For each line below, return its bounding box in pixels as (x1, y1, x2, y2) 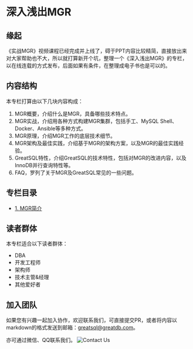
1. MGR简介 (14, 204, 42, 212)
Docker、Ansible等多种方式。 (14, 125, 86, 132)
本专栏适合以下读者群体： (6, 240, 68, 247)
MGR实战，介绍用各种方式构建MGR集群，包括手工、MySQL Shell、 (14, 117, 178, 124)
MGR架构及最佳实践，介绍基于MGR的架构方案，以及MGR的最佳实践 (14, 139, 179, 147)
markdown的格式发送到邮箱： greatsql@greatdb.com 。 (6, 324, 139, 331)
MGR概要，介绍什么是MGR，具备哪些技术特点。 (14, 110, 131, 117)
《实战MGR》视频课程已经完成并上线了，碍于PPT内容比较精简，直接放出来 (6, 48, 188, 54)
